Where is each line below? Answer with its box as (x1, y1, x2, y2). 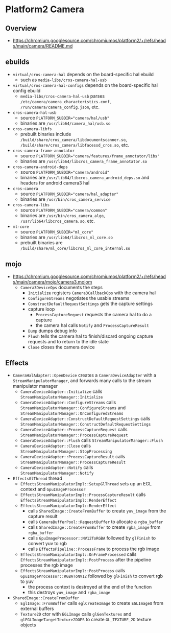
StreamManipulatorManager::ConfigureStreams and (20, 405, 126, 411)
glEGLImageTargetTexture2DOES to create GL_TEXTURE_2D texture (20, 617, 152, 623)
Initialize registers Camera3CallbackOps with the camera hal (28, 290, 156, 296)
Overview (5, 24, 37, 33)
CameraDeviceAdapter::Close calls (20, 443, 91, 449)
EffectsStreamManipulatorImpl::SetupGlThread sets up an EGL (20, 481, 152, 487)
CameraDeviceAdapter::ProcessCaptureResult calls (20, 454, 126, 460)
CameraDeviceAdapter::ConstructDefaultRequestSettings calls (20, 415, 151, 422)
